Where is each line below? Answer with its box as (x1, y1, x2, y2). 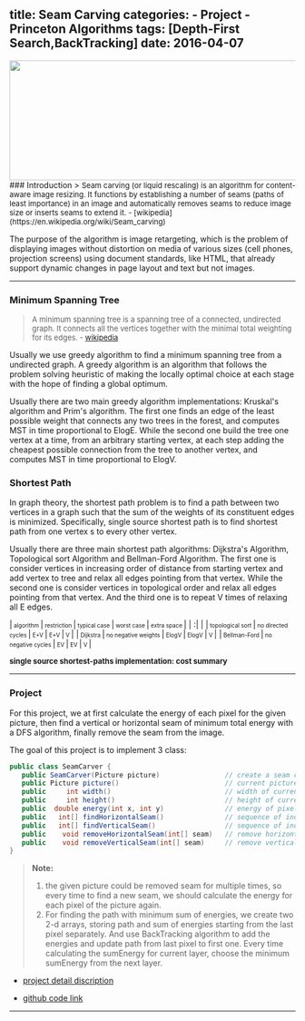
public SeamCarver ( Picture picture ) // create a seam (21, 770, 290, 779)
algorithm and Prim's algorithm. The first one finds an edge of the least (9, 406, 275, 417)
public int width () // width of (21, 788, 271, 797)
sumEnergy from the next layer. (44, 957, 163, 968)
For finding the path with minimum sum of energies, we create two (44, 909, 294, 920)
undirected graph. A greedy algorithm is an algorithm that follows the (9, 359, 268, 371)
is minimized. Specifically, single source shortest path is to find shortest (9, 517, 279, 528)
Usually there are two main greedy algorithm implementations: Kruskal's (9, 396, 280, 407)
